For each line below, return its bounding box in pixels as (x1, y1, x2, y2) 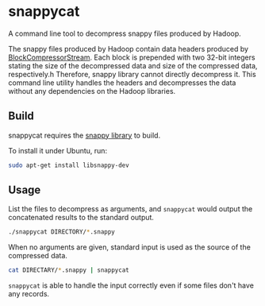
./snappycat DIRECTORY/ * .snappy (8, 228, 115, 236)
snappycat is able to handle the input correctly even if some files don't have (8, 281, 254, 290)
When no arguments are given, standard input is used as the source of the (8, 242, 252, 252)
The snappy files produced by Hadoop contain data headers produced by (8, 44, 248, 53)
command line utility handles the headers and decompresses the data (8, 78, 236, 87)
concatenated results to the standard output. (8, 213, 155, 223)
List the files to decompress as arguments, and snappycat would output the (8, 204, 253, 214)
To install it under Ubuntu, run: (8, 145, 108, 155)
